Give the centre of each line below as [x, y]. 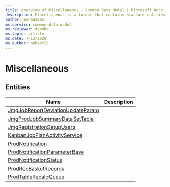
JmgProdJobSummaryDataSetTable [51, 119]
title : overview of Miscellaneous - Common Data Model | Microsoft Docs [84, 10]
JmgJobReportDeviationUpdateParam [54, 110]
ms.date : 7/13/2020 [26, 39]
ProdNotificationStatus [35, 160]
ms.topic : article [25, 34]
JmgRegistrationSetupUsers [42, 127]
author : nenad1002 [25, 19]
